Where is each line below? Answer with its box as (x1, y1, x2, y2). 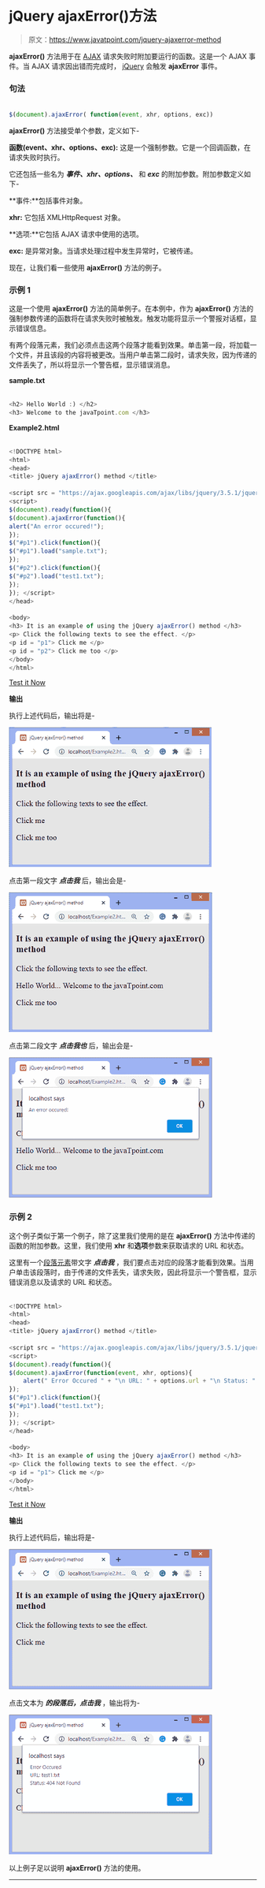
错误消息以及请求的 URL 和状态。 (9, 1277, 116, 1287)
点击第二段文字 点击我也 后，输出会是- (9, 1041, 134, 1051)
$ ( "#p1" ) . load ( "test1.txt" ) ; (9, 1402, 105, 1410)
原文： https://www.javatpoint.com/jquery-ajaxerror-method (28, 35, 222, 44)
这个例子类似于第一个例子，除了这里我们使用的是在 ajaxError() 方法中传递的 (9, 1231, 256, 1240)
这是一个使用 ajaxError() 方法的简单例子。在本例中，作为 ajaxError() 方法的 (9, 304, 254, 314)
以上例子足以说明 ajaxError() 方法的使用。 (9, 1863, 145, 1872)
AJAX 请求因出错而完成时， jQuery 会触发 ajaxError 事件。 (31, 61, 223, 71)
